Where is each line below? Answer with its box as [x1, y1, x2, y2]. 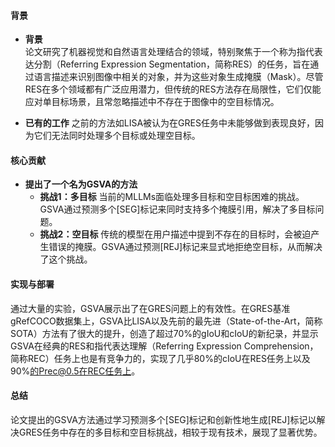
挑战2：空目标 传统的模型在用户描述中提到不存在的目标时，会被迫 [39, 228, 312, 240]
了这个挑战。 [39, 253, 93, 265]
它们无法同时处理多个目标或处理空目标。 [33, 130, 201, 142]
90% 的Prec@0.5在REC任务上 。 [10, 365, 141, 377]
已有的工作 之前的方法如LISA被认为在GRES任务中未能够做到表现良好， [24, 117, 315, 129]
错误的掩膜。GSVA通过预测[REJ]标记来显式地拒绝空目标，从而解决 [48, 241, 323, 253]
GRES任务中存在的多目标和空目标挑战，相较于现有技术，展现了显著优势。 [18, 426, 323, 438]
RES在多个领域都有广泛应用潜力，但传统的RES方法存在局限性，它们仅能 [24, 83, 322, 95]
